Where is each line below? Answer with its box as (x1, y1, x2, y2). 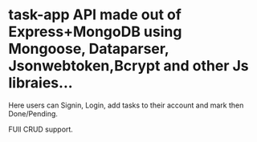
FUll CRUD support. (8, 124, 74, 134)
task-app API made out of (8, 6, 182, 24)
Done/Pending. (8, 108, 59, 118)
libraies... (8, 74, 74, 92)
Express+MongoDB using (8, 22, 182, 41)
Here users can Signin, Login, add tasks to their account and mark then (8, 100, 244, 110)
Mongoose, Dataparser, (8, 40, 169, 58)
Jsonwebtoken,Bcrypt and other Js (8, 57, 249, 75)
